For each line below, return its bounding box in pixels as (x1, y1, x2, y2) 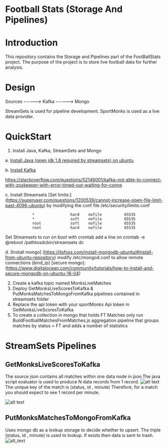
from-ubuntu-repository (5, 255, 55, 260)
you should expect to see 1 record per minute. (5, 389, 100, 395)
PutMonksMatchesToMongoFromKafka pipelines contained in (12, 291, 140, 297)
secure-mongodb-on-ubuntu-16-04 (5, 271, 79, 276)
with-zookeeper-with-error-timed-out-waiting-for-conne (5, 182, 122, 188)
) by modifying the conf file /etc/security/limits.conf (43, 202, 150, 208)
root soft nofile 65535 (32, 221, 136, 226)
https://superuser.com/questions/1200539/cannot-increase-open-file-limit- (7, 197, 163, 203)
